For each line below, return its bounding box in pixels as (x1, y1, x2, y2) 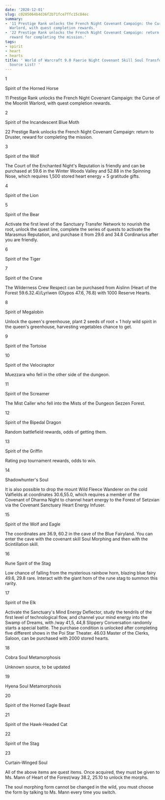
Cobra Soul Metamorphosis (5, 654, 61, 660)
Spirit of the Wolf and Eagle (5, 521, 60, 527)
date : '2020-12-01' (5, 7, 45, 12)
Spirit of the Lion (5, 192, 39, 198)
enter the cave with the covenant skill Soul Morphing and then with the (5, 536, 148, 542)
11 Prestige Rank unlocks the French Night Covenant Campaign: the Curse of (5, 95, 160, 101)
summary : (5, 16, 23, 21)
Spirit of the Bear (5, 212, 40, 218)
